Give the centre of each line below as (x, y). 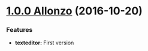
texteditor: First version (44, 43)
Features (19, 30)
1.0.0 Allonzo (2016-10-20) (74, 11)
